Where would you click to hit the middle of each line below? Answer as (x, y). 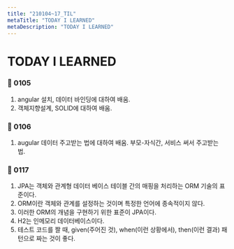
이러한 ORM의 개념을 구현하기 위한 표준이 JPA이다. (87, 212)
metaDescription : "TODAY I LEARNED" (60, 27)
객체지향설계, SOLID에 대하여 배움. (65, 108)
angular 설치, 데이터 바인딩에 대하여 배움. (74, 99)
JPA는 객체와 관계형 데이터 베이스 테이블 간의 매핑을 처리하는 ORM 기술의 (117, 186)
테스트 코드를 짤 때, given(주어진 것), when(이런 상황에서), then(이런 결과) (118, 230)
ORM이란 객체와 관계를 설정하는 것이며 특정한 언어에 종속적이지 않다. (111, 204)
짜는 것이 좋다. (56, 239)
